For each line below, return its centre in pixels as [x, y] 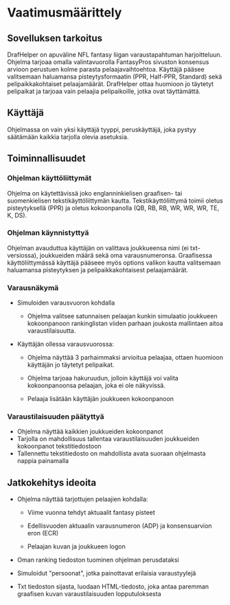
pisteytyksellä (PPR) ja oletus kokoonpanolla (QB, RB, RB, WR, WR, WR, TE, [113, 207]
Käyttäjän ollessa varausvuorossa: [66, 344]
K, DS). [17, 215]
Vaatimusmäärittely [65, 13]
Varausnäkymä [33, 287]
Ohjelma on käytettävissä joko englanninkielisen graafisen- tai [95, 193]
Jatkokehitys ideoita [52, 483]
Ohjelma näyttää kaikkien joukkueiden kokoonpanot [90, 431]
